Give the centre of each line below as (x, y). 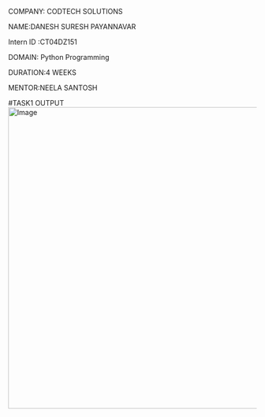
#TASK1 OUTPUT (36, 103)
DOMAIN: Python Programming (59, 57)
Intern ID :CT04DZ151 (43, 42)
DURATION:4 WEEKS (42, 73)
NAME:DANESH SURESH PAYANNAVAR (72, 26)
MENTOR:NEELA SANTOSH (53, 87)
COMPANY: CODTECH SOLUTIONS (65, 11)
